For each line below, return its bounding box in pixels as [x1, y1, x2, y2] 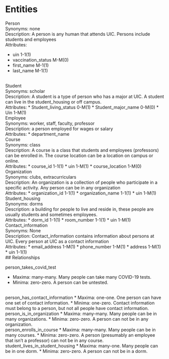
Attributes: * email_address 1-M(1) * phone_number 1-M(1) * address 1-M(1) [5, 243, 161, 249]
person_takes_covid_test [5, 264, 57, 270]
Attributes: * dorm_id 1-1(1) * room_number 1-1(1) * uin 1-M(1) [5, 217, 131, 223]
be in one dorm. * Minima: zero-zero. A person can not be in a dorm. [5, 348, 148, 354]
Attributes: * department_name [5, 131, 70, 137]
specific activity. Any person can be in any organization [5, 184, 121, 190]
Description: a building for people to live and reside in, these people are [5, 206, 154, 212]
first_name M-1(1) [12, 62, 49, 68]
